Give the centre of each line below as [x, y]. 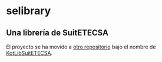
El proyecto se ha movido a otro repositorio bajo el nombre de [81, 47]
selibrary [29, 11]
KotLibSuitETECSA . [29, 53]
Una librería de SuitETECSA [57, 33]
